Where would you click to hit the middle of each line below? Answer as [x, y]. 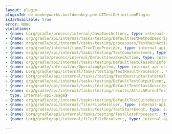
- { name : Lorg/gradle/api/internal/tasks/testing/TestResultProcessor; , [84, 72]
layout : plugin [21, 10]
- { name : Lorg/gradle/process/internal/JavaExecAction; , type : [74, 34]
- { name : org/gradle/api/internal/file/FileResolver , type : [71, 105]
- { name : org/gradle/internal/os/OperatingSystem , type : [67, 67]
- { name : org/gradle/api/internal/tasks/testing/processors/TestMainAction [88, 43]
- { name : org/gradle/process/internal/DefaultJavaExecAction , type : [80, 57]
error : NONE [18, 24]
